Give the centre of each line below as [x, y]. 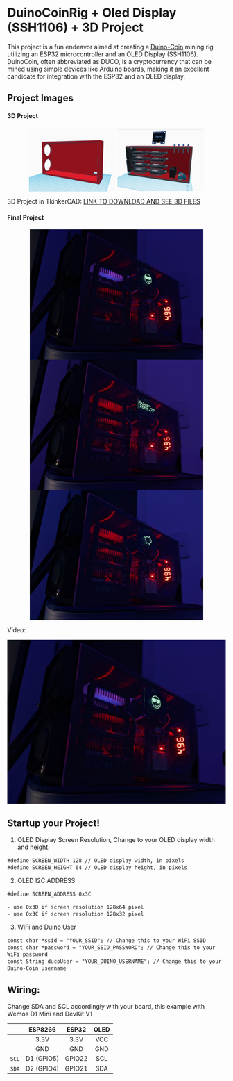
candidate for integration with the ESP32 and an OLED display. [96, 76]
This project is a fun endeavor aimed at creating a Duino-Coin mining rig [110, 47]
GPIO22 [76, 1059]
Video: [17, 629]
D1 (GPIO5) [42, 1059]
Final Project [26, 217]
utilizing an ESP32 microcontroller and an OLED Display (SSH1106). [103, 54]
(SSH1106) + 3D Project [76, 27]
